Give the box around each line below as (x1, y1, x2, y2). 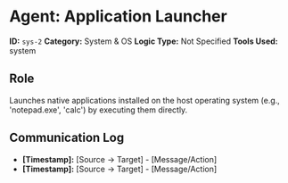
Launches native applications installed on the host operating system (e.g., (9, 95, 281, 105)
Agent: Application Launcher (9, 6, 227, 27)
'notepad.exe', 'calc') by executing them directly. (9, 104, 188, 115)
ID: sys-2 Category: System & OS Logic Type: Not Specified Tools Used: (9, 36, 278, 46)
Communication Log (9, 130, 125, 146)
